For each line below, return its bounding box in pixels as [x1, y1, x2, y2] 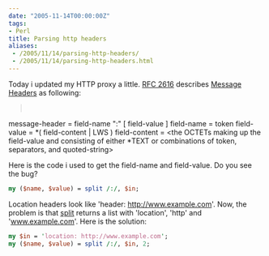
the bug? [8, 169, 38, 178]
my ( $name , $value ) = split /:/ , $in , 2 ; [8, 240, 151, 248]
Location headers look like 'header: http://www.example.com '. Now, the [8, 199, 247, 209]
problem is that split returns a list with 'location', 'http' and [8, 207, 203, 217]
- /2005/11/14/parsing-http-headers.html [11, 58, 154, 66]
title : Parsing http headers [8, 34, 107, 43]
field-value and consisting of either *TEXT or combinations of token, [8, 135, 237, 146]
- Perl [8, 27, 31, 35]
